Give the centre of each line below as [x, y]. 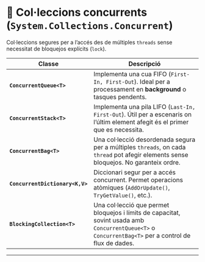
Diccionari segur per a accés [135, 172]
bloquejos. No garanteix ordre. [137, 162]
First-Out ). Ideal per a [138, 82]
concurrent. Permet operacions [138, 180]
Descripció [145, 63]
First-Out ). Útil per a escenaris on [143, 114]
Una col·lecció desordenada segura [145, 140]
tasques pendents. [120, 97]
